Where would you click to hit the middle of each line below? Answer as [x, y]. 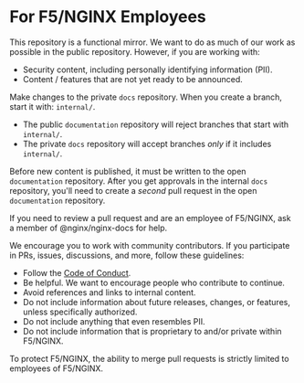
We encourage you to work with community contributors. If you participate [150, 245]
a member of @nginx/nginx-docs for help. [89, 228]
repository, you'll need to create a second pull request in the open [133, 190]
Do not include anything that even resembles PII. [114, 321]
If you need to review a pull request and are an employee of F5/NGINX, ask [150, 218]
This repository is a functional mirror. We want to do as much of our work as [152, 42]
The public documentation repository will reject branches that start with [156, 124]
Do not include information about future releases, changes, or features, [156, 302]
